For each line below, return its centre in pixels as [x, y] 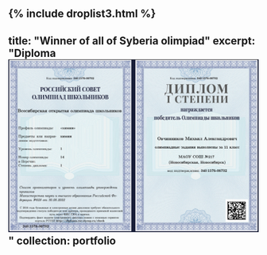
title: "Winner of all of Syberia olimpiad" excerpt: [132, 41]
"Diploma [32, 53]
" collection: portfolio [62, 240]
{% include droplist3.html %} [82, 14]
